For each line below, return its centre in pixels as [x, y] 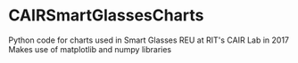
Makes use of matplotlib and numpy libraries [90, 49]
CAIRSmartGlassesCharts [106, 16]
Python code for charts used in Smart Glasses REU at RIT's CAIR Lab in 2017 [149, 40]
